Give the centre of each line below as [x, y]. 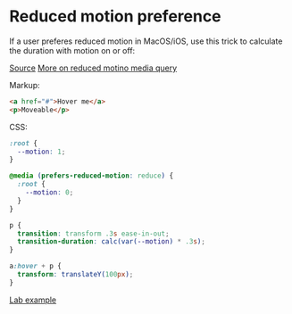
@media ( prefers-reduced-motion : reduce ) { [92, 176]
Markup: [25, 85]
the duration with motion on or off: [72, 50]
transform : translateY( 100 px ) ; [75, 275]
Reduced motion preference [115, 17]
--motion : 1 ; [42, 152]
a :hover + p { [36, 266]
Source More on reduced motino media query [93, 68]
